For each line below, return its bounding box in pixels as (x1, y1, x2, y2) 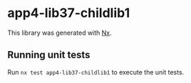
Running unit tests (7, 49, 91, 61)
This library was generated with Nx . (7, 28, 112, 37)
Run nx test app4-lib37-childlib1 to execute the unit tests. (7, 67, 185, 76)
